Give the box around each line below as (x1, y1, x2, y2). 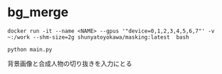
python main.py (7, 46, 53, 53)
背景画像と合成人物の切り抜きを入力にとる (7, 59, 132, 68)
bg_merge (7, 4, 69, 20)
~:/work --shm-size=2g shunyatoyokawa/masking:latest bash (7, 33, 190, 41)
